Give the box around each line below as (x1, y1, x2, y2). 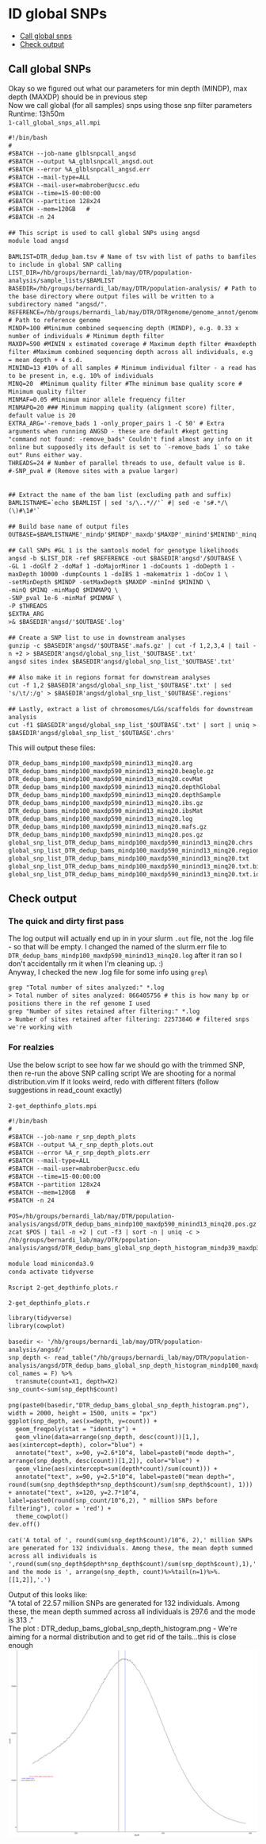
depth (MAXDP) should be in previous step (8, 92, 148, 102)
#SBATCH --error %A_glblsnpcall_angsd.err (8, 165, 150, 173)
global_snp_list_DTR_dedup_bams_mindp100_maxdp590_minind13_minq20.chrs (8, 838, 253, 846)
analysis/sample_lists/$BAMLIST (8, 276, 115, 284)
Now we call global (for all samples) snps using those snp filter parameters (8, 100, 253, 110)
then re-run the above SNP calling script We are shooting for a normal (8, 1068, 236, 1078)
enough (8, 1640, 33, 1650)
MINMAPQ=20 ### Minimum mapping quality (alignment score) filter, (8, 403, 236, 411)
